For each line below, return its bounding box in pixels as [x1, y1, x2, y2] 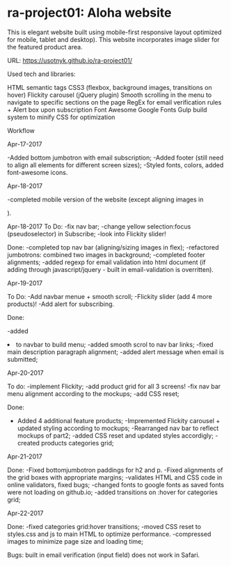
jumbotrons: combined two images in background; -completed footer [7, 250, 205, 259]
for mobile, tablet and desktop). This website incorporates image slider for [7, 35, 221, 43]
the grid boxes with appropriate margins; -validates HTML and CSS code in [7, 473, 223, 482]
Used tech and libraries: [7, 70, 76, 78]
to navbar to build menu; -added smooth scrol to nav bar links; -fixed [16, 340, 214, 349]
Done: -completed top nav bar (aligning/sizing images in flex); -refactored [7, 243, 219, 252]
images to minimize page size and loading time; [7, 537, 144, 545]
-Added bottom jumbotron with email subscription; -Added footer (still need [7, 153, 224, 162]
